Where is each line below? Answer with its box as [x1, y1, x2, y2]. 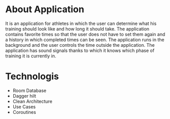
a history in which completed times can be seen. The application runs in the [5, 37, 164, 43]
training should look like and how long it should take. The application [5, 25, 150, 32]
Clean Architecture [12, 98, 53, 104]
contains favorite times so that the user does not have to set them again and [5, 31, 165, 37]
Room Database [12, 87, 47, 94]
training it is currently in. [5, 52, 56, 59]
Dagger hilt [12, 93, 37, 99]
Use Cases [12, 103, 36, 110]
